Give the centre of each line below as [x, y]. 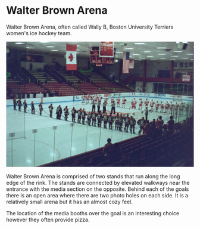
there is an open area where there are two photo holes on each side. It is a [97, 195]
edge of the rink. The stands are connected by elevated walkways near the [98, 182]
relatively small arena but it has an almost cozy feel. [69, 202]
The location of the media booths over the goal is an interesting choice [93, 213]
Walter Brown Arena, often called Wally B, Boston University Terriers [90, 27]
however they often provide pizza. [48, 219]
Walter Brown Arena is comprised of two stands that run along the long [93, 176]
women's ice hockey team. [39, 33]
